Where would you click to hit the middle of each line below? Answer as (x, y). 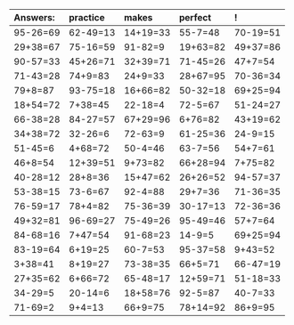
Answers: (34, 17)
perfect (196, 17)
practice (87, 17)
